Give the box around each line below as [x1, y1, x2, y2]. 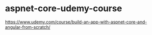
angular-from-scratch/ [5, 24, 51, 30]
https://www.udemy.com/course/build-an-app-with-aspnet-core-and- [5, 19, 147, 25]
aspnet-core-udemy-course [5, 3, 123, 14]
